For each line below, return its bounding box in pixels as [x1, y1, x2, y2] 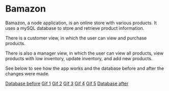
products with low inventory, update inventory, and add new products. [5, 55, 153, 61]
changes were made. [5, 70, 50, 76]
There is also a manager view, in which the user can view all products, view [5, 50, 164, 56]
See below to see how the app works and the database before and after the [5, 65, 164, 71]
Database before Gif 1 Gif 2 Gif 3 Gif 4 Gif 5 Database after [5, 80, 129, 86]
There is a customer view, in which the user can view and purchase [5, 35, 147, 41]
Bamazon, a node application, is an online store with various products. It [5, 20, 157, 26]
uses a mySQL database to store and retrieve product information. [5, 25, 144, 31]
